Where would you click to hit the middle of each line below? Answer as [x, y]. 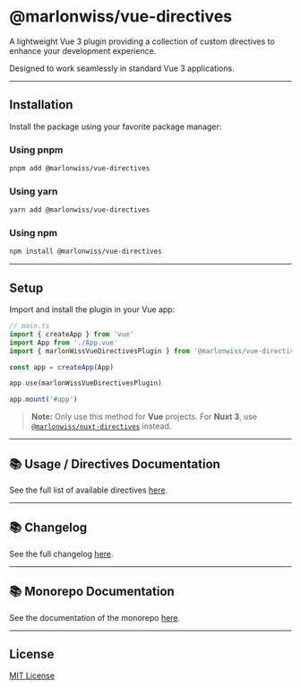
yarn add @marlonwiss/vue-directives [80, 210]
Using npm [34, 233]
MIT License [32, 676]
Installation [41, 105]
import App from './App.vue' [64, 343]
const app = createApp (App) [62, 367]
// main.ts [30, 326]
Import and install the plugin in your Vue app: [92, 310]
